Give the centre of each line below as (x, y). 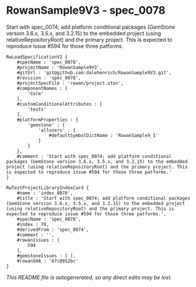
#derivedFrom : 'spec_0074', (53, 230)
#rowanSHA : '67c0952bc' (48, 261)
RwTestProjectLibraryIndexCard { (48, 188)
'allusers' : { (57, 130)
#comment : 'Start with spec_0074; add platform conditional (94, 156)
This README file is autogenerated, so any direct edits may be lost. (89, 277)
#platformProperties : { (48, 120)
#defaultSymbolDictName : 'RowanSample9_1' (104, 135)
